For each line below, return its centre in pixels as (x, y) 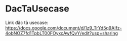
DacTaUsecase (37, 9)
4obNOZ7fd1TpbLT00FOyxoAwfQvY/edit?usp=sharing (61, 33)
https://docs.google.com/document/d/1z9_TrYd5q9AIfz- (64, 27)
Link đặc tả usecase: (27, 22)
